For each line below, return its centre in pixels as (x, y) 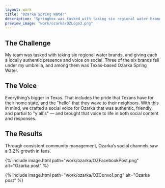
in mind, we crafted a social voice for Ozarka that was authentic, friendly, (79, 108)
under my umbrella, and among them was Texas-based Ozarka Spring (76, 65)
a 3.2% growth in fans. (28, 151)
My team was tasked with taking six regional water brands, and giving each (81, 55)
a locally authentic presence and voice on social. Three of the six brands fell (82, 60)
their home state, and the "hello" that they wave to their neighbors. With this (82, 103)
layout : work (18, 10)
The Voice (21, 86)
